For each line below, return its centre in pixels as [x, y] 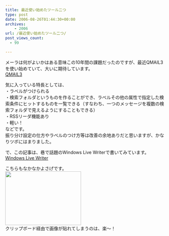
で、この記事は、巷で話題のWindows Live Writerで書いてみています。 [77, 152]
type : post [17, 15]
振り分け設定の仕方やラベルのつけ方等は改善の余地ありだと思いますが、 [80, 135]
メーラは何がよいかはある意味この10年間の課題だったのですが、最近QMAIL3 [84, 62]
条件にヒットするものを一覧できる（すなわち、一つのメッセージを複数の [84, 104]
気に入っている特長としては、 [36, 84]
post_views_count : [24, 38]
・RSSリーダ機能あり [27, 116]
